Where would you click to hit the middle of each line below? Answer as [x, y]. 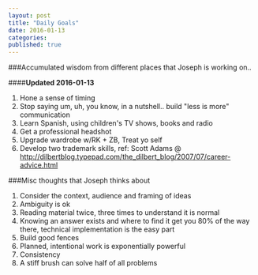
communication [45, 115]
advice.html [39, 165]
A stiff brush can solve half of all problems [88, 263]
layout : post [30, 15]
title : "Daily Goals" [44, 23]
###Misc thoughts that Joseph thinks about [79, 181]
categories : [28, 38]
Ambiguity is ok [45, 204]
